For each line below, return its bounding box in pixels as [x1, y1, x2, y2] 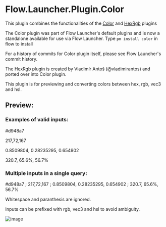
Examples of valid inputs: [5, 116, 69, 123]
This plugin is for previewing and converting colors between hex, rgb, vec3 [5, 81, 161, 87]
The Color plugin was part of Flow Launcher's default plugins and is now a [5, 30, 160, 36]
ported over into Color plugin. [5, 71, 67, 77]
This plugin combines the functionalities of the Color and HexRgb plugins [5, 20, 157, 26]
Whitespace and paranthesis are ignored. [5, 196, 91, 202]
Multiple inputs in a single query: [5, 169, 87, 176]
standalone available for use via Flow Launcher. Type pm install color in [5, 35, 158, 41]
